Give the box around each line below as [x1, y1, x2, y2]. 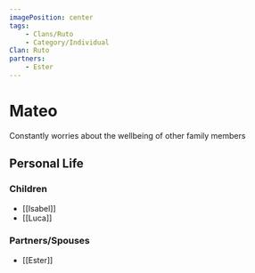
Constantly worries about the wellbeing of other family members [9, 130, 246, 141]
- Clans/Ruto [25, 29, 74, 38]
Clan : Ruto [9, 46, 50, 55]
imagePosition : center [9, 12, 94, 22]
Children [9, 183, 47, 196]
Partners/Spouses [9, 235, 91, 247]
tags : [9, 21, 29, 30]
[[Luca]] [21, 213, 53, 223]
